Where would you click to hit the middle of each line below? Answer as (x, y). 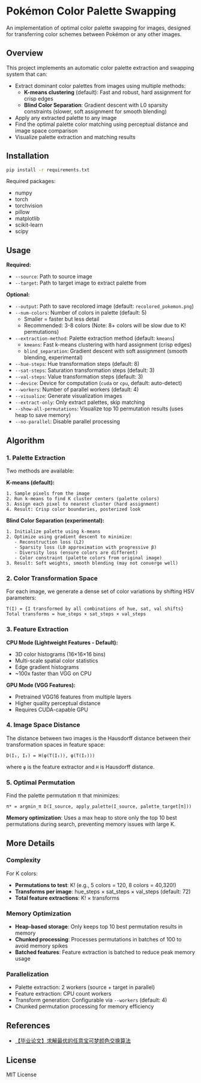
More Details (31, 843)
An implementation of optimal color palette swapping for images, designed (98, 28)
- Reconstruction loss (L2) (49, 542)
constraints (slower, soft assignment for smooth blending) (95, 111)
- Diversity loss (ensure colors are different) (76, 553)
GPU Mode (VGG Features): (41, 685)
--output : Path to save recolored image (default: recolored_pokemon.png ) (104, 306)
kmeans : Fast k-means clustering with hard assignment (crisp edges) (108, 345)
